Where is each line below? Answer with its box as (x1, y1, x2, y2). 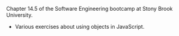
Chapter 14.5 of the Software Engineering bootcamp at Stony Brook (6, 5, 173, 12)
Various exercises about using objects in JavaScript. (14, 23, 145, 30)
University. (6, 11, 33, 19)
